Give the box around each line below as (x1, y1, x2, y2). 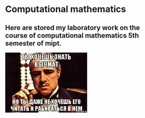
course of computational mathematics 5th (5, 31, 139, 39)
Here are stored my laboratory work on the (5, 23, 140, 32)
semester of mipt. (5, 39, 62, 47)
